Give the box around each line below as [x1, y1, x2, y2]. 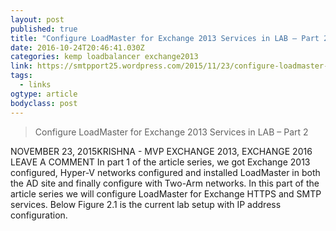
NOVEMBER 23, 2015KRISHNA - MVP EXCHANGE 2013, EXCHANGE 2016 [10, 145, 313, 157]
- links [19, 80, 52, 90]
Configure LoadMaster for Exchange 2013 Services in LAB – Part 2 [34, 126, 309, 138]
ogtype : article [10, 89, 78, 99]
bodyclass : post [10, 98, 78, 108]
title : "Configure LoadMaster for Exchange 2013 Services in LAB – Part [10, 33, 320, 43]
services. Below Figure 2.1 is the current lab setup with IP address [10, 198, 282, 210]
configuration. [10, 209, 68, 221]
